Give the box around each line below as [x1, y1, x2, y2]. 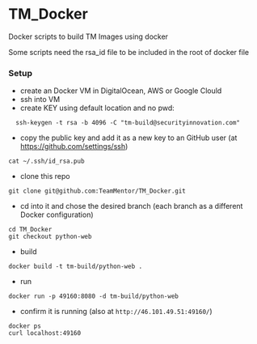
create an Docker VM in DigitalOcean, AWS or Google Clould [19, 86, 222, 96]
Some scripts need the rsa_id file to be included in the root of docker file [8, 47, 249, 57]
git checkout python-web [8, 232, 92, 241]
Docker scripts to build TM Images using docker [8, 32, 168, 41]
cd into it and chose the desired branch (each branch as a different [19, 202, 243, 211]
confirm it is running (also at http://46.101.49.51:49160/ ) [19, 307, 213, 316]
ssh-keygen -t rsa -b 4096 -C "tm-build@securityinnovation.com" [15, 119, 241, 127]
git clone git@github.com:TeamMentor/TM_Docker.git [8, 187, 186, 195]
